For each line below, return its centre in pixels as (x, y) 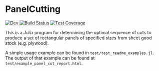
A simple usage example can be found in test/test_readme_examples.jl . (79, 53)
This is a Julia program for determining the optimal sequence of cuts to (78, 32)
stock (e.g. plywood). (27, 43)
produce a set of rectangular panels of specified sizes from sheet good (78, 38)
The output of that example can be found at (50, 58)
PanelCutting (33, 9)
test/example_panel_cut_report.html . (44, 63)
